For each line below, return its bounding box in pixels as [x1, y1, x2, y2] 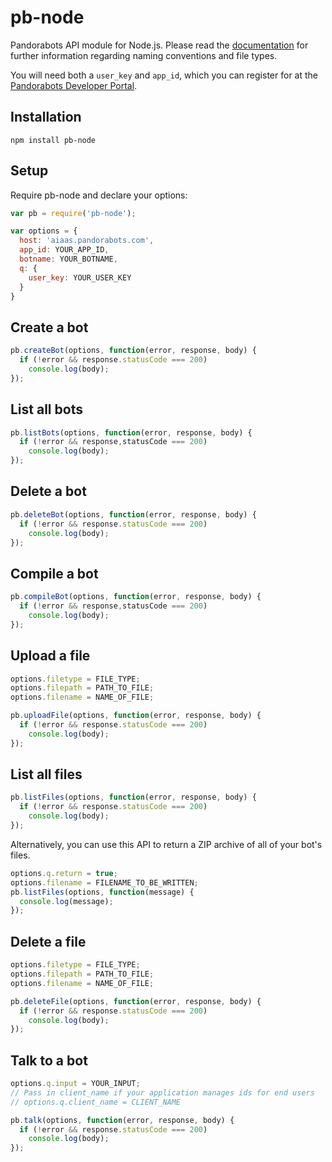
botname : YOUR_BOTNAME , [19, 254, 118, 265]
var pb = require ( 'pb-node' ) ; [10, 208, 137, 218]
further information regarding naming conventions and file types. [10, 49, 278, 61]
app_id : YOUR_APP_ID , [19, 245, 110, 255]
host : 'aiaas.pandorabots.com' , [19, 236, 155, 246]
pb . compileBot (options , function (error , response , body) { [10, 592, 262, 602]
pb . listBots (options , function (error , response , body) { [10, 427, 253, 438]
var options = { [10, 226, 78, 236]
